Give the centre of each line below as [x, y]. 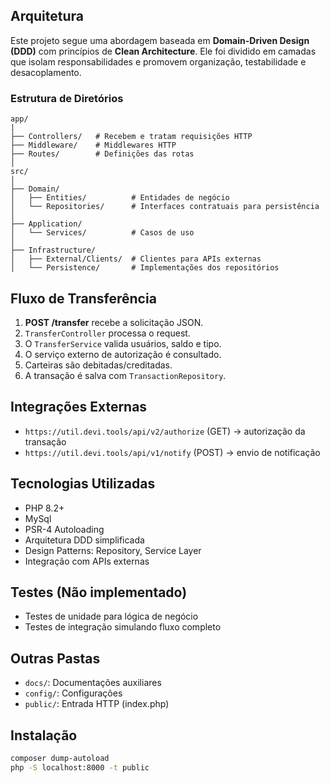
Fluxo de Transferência [83, 298]
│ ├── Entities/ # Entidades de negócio [120, 198]
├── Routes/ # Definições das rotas [102, 154]
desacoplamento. [46, 72]
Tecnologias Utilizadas [83, 484]
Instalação [44, 735]
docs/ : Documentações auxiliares [93, 683]
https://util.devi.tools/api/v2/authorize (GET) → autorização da [165, 431]
